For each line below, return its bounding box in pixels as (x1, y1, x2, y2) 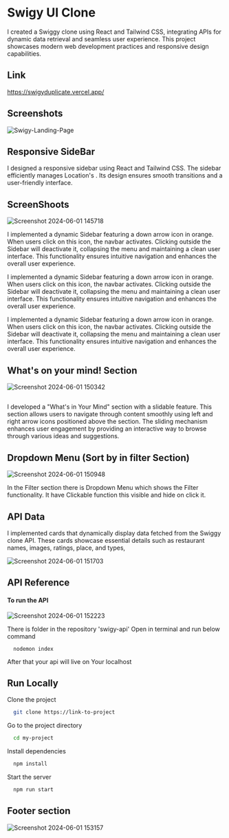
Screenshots (7, 108, 63, 120)
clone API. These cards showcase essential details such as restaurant (7, 537, 205, 545)
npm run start (13, 786, 54, 793)
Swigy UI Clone (7, 5, 96, 21)
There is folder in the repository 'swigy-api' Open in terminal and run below (7, 625, 220, 633)
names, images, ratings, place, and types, (7, 544, 126, 552)
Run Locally (7, 678, 58, 689)
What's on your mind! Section (7, 365, 138, 376)
